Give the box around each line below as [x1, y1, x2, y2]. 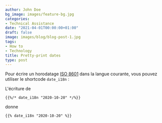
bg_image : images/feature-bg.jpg [5, 12, 74, 17]
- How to [5, 44, 23, 49]
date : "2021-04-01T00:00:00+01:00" [5, 26, 79, 31]
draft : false [5, 30, 32, 35]
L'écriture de [5, 86, 31, 92]
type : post [5, 58, 28, 62]
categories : [5, 16, 30, 21]
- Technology [5, 48, 32, 53]
